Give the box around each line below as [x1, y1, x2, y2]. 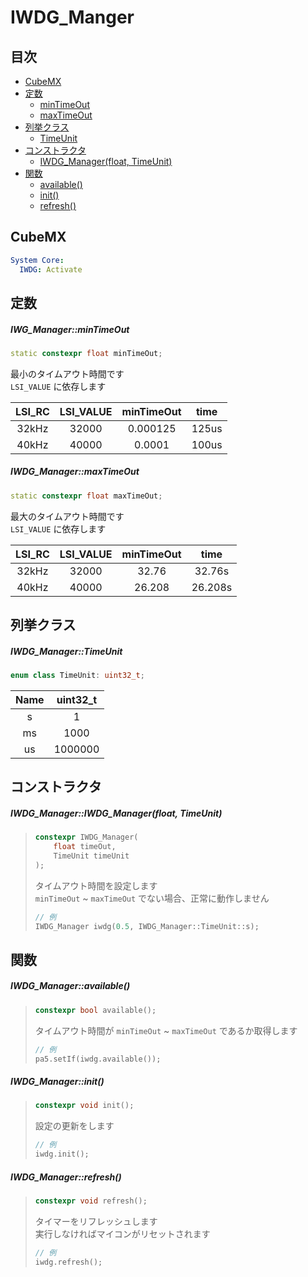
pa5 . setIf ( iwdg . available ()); [34, 1054, 162, 1064]
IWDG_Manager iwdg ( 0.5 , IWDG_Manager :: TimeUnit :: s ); [34, 921, 260, 931]
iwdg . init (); [34, 1149, 90, 1160]
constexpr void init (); [34, 1101, 135, 1111]
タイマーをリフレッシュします [34, 1215, 158, 1227]
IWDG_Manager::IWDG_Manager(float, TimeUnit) [10, 807, 223, 819]
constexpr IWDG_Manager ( [34, 832, 139, 843]
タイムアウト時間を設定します [34, 879, 158, 891]
